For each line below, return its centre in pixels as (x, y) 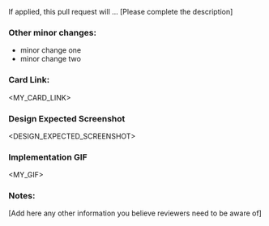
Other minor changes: (53, 32)
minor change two (50, 59)
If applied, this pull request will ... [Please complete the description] (121, 12)
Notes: (22, 196)
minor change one (51, 50)
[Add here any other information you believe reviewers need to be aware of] (135, 213)
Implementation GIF (48, 157)
